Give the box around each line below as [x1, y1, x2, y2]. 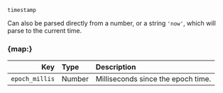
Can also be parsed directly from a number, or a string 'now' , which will [7, 19, 217, 27]
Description [95, 62, 136, 72]
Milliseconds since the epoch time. [95, 74, 212, 84]
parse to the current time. [7, 27, 82, 35]
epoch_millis [11, 75, 55, 83]
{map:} [7, 44, 33, 54]
